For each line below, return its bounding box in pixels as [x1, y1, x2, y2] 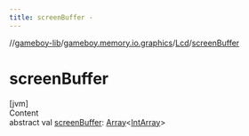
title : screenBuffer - [9, 12, 93, 22]
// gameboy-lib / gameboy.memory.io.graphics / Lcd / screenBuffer [9, 37, 240, 48]
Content [9, 108, 39, 118]
